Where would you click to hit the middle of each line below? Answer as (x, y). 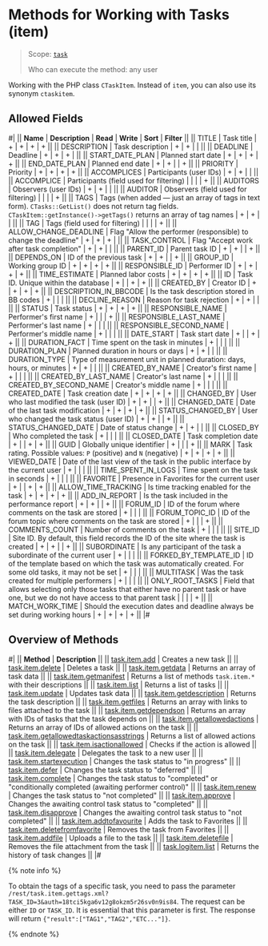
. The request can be (211, 901)
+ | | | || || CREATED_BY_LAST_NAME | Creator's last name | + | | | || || (123, 376)
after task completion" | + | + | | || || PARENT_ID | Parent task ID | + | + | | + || (134, 248)
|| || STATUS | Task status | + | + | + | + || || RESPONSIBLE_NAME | (118, 308)
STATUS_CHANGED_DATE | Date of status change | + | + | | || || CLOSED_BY (134, 427)
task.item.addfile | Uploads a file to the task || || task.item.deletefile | (121, 838)
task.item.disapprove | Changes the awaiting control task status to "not (125, 812)
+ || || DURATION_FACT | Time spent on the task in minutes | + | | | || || (124, 342)
